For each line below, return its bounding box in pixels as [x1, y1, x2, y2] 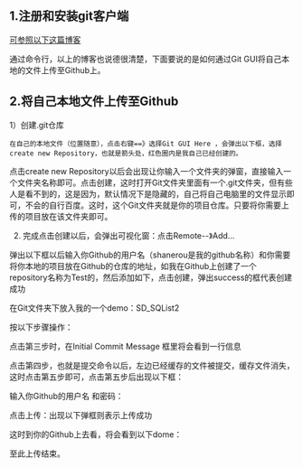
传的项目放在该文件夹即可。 [9, 210, 113, 221]
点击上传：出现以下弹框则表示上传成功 [9, 409, 152, 420]
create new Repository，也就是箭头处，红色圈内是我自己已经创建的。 [9, 148, 242, 158]
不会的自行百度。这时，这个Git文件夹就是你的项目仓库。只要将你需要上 [24, 200, 289, 210]
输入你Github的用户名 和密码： [9, 390, 124, 401]
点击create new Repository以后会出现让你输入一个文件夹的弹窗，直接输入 [9, 165, 284, 176]
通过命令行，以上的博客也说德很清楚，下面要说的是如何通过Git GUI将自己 [9, 53, 282, 64]
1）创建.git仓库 [9, 119, 65, 130]
